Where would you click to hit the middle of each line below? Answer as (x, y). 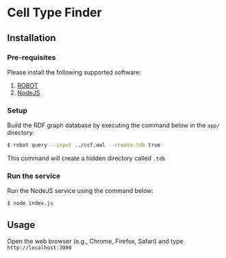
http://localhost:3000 (39, 248)
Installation (32, 38)
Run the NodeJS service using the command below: (80, 191)
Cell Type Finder (55, 13)
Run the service (34, 176)
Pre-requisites (32, 57)
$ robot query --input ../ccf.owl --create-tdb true (84, 145)
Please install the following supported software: (74, 72)
